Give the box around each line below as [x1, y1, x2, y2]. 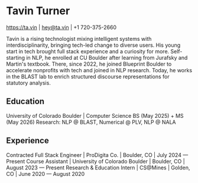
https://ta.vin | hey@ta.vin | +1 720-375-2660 [6, 24, 117, 31]
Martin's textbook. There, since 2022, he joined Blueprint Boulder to [6, 60, 172, 68]
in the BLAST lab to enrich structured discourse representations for [6, 73, 170, 80]
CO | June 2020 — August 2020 [6, 170, 85, 177]
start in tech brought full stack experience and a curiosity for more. [6, 47, 170, 54]
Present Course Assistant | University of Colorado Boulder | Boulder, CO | [6, 158, 185, 165]
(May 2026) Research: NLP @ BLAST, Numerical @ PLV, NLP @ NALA [6, 118, 176, 126]
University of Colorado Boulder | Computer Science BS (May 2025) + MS [6, 112, 184, 119]
